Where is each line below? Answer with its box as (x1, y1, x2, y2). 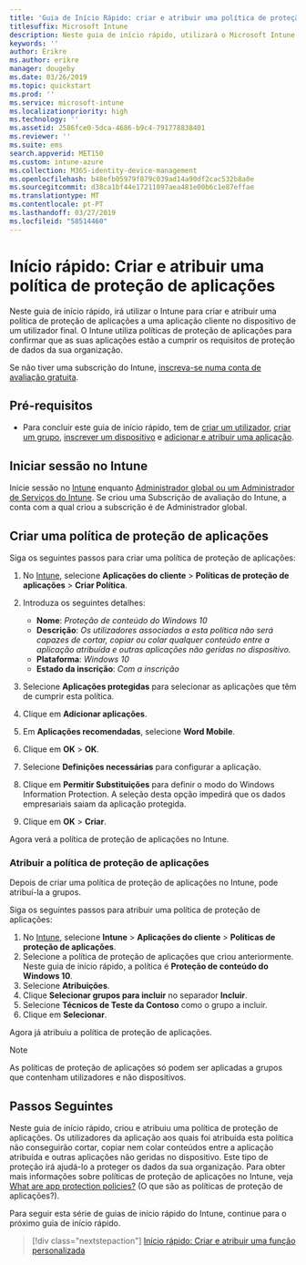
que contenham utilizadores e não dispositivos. (9, 1072, 187, 1083)
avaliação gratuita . (9, 371, 79, 383)
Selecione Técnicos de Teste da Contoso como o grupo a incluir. (22, 1000, 268, 1011)
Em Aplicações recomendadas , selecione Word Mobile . (22, 726, 235, 736)
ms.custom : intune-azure (9, 157, 104, 167)
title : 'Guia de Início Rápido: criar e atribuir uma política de (9, 13, 267, 23)
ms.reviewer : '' (9, 132, 71, 141)
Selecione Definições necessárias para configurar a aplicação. (22, 762, 261, 772)
